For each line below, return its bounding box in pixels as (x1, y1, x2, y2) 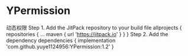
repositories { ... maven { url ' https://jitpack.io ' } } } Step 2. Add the (6, 30, 168, 37)
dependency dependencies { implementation (6, 37, 116, 44)
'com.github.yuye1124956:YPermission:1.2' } (6, 43, 114, 50)
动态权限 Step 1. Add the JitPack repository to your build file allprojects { (6, 24, 182, 31)
